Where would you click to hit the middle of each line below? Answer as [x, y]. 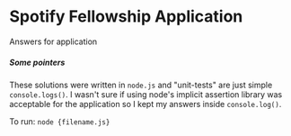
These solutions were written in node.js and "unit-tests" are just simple [141, 85]
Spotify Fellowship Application [126, 17]
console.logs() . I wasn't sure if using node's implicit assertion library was [146, 94]
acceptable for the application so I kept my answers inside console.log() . [145, 104]
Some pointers [37, 62]
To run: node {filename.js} [60, 121]
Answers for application [53, 41]
